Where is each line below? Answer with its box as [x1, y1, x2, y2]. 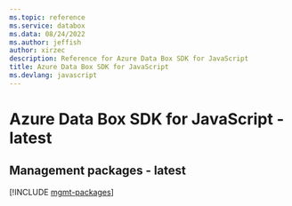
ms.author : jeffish [9, 37, 82, 47]
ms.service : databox [9, 21, 86, 30]
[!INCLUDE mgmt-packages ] [9, 186, 114, 197]
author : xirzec [9, 46, 66, 55]
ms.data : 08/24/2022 [9, 29, 86, 38]
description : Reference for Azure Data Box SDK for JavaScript [9, 54, 249, 63]
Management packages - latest [9, 163, 187, 178]
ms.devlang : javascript [9, 71, 98, 80]
